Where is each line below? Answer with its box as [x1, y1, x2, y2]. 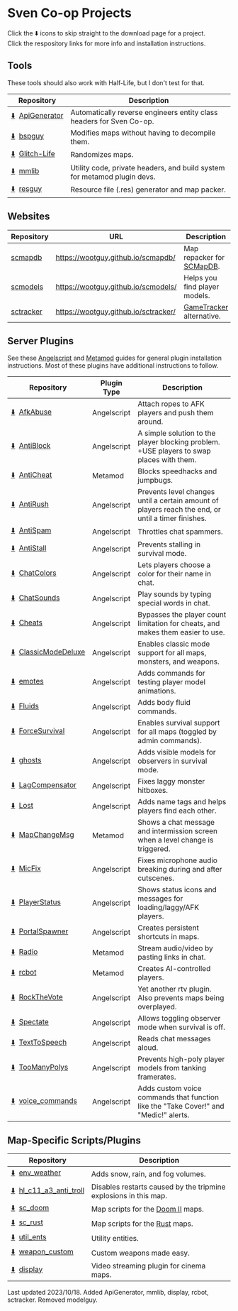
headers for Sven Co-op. [70, 116, 154, 126]
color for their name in [137, 569, 211, 579]
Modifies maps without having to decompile [70, 128, 216, 138]
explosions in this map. [91, 1191, 168, 1201]
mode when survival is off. [137, 1022, 225, 1032]
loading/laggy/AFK [137, 903, 200, 913]
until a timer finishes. [137, 513, 207, 523]
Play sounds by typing [137, 589, 212, 599]
